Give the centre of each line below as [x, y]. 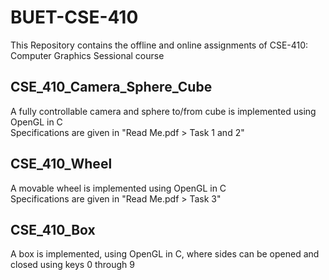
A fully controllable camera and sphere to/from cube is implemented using [163, 111]
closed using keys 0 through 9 [72, 265]
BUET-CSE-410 [74, 17]
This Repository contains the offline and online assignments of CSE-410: [159, 45]
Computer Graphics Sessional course [87, 55]
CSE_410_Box [53, 229]
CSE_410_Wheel [61, 164]
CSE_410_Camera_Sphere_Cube [111, 87]
